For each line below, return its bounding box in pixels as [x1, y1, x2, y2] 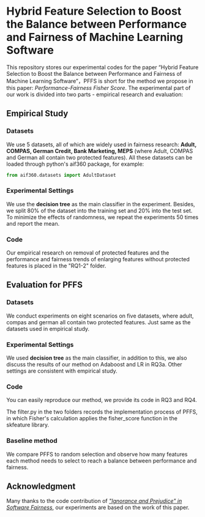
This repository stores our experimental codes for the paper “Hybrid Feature [6, 63, 199, 71]
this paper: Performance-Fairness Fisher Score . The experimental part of [6, 84, 191, 91]
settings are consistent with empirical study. [6, 367, 117, 374]
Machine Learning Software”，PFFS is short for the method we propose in [6, 77, 193, 84]
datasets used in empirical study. [6, 325, 90, 332]
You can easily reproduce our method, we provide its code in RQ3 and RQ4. [6, 396, 197, 404]
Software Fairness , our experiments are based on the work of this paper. [6, 504, 190, 511]
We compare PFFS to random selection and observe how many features [6, 450, 188, 458]
